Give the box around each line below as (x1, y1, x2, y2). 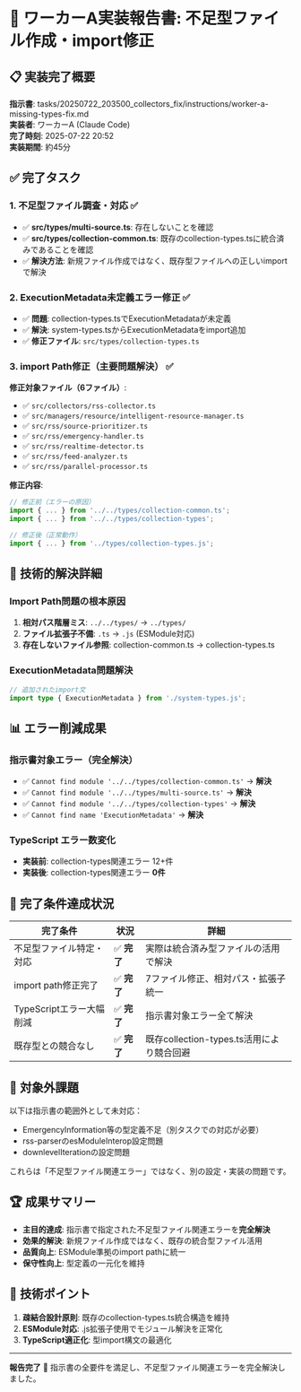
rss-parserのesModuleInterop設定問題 (21, 1135, 164, 1146)
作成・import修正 (25, 30, 155, 51)
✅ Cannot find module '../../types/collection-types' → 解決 (21, 798, 256, 809)
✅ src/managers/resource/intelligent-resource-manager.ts (21, 410, 245, 422)
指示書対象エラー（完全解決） (9, 753, 139, 766)
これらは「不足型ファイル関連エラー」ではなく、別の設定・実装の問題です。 (9, 1166, 291, 1176)
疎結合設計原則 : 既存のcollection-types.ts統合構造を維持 (21, 1311, 230, 1323)
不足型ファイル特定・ (13, 943, 105, 955)
